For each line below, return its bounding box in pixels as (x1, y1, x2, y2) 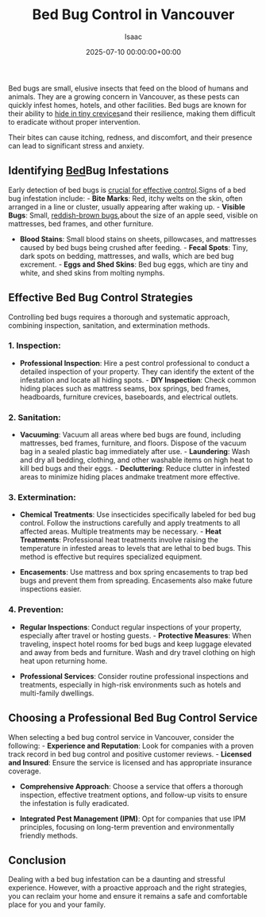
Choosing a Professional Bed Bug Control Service (8, 711, 258, 725)
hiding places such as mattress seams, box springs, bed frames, (19, 383, 231, 393)
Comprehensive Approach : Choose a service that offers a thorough (19, 781, 244, 791)
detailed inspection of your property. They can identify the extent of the (19, 367, 255, 376)
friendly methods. (19, 830, 78, 840)
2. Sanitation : (8, 411, 61, 422)
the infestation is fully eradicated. (19, 798, 129, 807)
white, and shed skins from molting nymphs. (19, 268, 165, 277)
